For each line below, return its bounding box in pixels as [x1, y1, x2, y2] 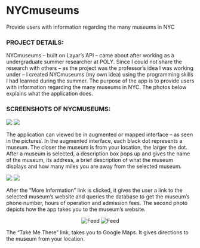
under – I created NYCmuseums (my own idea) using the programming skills [6, 71, 194, 78]
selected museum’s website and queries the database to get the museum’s [6, 192, 190, 200]
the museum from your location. [6, 235, 85, 242]
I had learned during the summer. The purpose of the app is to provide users [6, 77, 195, 84]
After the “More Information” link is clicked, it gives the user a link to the [6, 186, 183, 194]
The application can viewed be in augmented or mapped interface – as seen [6, 131, 193, 138]
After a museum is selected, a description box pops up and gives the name [6, 150, 190, 157]
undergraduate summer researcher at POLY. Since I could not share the [6, 58, 182, 66]
